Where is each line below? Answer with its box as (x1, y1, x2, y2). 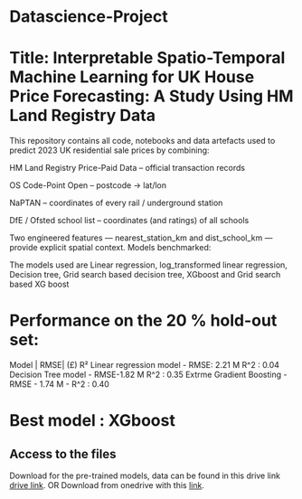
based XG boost (9, 278, 70, 290)
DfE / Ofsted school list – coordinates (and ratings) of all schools (9, 215, 250, 226)
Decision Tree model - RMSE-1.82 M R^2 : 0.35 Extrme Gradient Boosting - (9, 369, 288, 381)
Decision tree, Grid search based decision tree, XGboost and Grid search (9, 269, 281, 280)
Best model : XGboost (9, 410, 176, 431)
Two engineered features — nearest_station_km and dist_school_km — (9, 232, 273, 243)
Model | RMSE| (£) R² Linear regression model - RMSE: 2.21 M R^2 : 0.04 (9, 360, 280, 371)
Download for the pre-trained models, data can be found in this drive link (9, 470, 280, 481)
